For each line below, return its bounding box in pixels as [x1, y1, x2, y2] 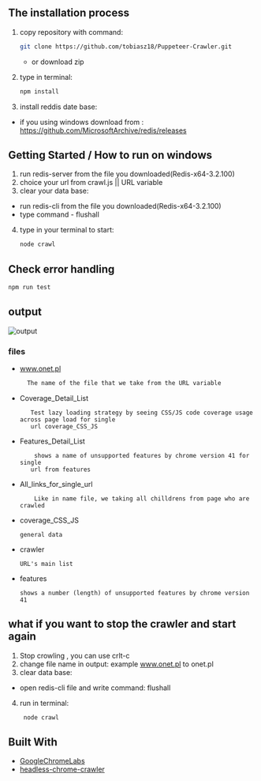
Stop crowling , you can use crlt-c [19, 651, 130, 660]
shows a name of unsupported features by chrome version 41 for [34, 451, 250, 459]
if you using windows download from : [19, 117, 144, 126]
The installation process [8, 6, 130, 20]
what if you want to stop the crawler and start [8, 617, 237, 631]
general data [19, 530, 63, 538]
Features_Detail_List [19, 436, 85, 446]
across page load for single [19, 415, 116, 424]
